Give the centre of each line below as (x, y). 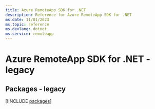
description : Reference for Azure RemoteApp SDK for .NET (69, 15)
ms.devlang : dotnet (26, 29)
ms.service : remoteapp (30, 34)
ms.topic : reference (27, 24)
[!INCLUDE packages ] (28, 101)
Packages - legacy (35, 89)
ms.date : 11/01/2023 (27, 19)
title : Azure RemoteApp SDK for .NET (46, 10)
